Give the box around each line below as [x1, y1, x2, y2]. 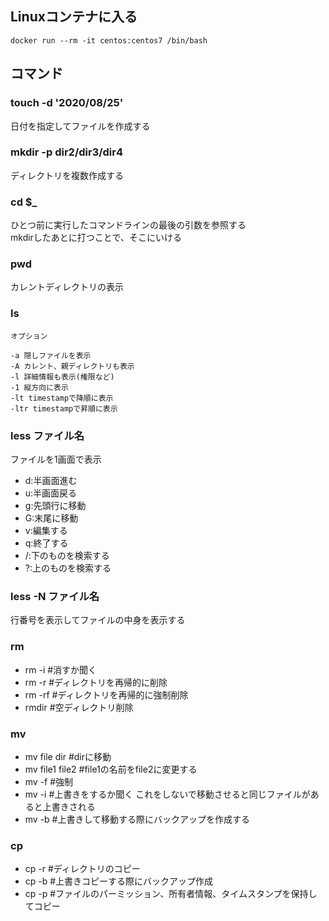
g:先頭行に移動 [24, 499, 87, 511]
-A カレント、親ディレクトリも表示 [10, 361, 135, 371]
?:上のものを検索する [24, 562, 112, 574]
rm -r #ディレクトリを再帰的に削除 [24, 676, 168, 688]
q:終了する [24, 537, 69, 549]
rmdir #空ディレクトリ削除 [24, 701, 134, 713]
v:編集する [24, 524, 68, 536]
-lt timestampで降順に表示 [10, 393, 114, 403]
